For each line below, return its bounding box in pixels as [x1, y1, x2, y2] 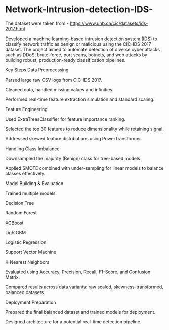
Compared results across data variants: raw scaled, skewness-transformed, [5, 284, 163, 290]
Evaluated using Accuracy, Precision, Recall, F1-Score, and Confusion [5, 269, 151, 275]
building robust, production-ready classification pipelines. [5, 57, 126, 63]
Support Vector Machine [5, 249, 57, 255]
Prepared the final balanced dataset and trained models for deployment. [5, 309, 156, 315]
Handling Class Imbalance [5, 145, 60, 152]
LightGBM [5, 229, 26, 235]
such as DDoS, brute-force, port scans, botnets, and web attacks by [5, 52, 148, 58]
